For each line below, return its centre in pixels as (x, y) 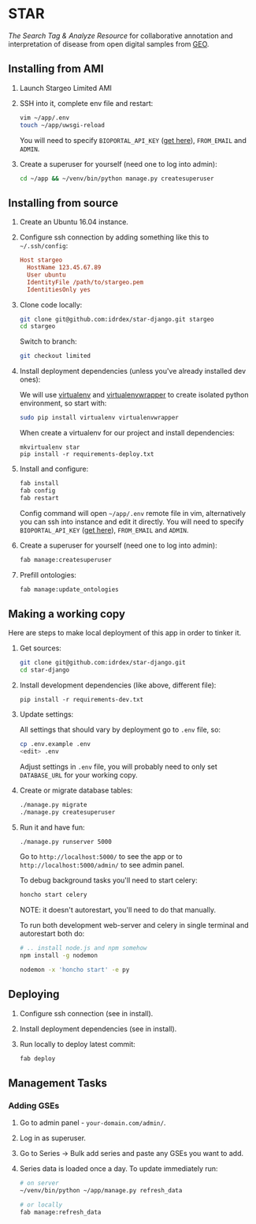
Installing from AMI (56, 69)
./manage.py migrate (53, 804)
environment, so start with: (63, 403)
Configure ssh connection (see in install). (86, 1013)
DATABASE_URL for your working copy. (78, 774)
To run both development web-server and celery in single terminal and (134, 925)
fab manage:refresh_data (60, 1212)
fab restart (39, 498)
